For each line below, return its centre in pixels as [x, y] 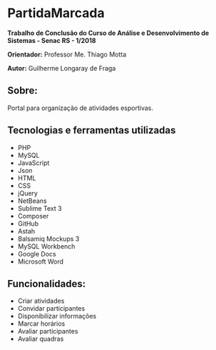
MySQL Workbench [46, 246]
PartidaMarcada [56, 13]
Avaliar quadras [41, 339]
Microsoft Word [41, 261]
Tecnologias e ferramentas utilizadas [92, 130]
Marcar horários [41, 324]
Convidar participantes [51, 309]
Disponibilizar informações [57, 316]
